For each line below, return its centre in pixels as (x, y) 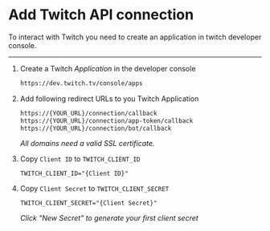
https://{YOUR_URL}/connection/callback (88, 113)
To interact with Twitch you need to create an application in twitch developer (135, 37)
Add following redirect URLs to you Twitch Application (109, 99)
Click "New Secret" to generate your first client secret (109, 218)
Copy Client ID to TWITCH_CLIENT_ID (80, 159)
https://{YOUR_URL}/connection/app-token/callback (106, 121)
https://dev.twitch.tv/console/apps (81, 83)
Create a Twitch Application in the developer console (108, 68)
